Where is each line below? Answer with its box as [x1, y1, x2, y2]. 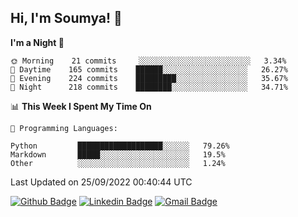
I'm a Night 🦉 [10, 36, 65, 48]
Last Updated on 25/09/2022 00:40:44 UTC [10, 176, 193, 188]
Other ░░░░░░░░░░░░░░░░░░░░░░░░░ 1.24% [10, 158, 226, 168]
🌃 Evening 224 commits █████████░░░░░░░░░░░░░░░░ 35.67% [10, 73, 288, 83]
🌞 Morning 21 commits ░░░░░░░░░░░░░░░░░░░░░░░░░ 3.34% [10, 56, 287, 66]
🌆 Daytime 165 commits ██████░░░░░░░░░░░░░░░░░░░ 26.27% [10, 64, 288, 75]
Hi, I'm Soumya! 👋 [10, 10, 123, 27]
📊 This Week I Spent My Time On [10, 100, 152, 112]
